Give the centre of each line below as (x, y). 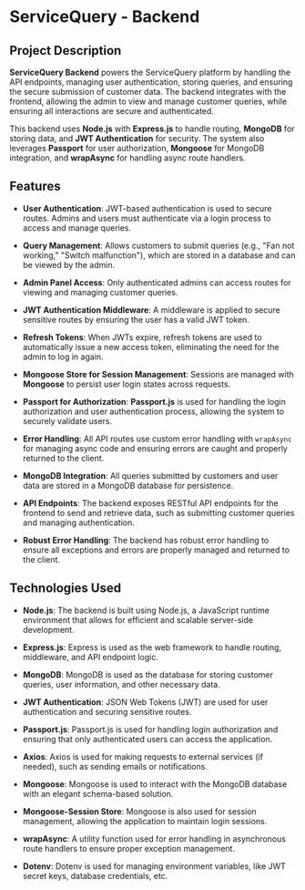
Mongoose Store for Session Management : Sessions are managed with (158, 374)
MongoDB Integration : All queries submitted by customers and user (150, 475)
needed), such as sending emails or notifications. (115, 766)
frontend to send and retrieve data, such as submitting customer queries (158, 512)
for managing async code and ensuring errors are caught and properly (155, 448)
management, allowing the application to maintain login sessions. (145, 821)
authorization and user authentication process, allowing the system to (153, 411)
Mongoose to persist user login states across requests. (127, 384)
